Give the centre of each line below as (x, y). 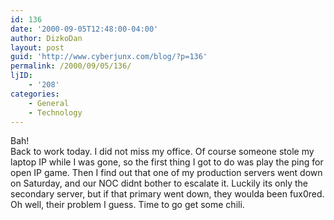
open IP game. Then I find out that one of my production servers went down (166, 173)
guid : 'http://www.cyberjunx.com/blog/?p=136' (109, 57)
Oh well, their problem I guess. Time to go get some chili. (127, 205)
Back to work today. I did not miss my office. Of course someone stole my (162, 152)
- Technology (55, 112)
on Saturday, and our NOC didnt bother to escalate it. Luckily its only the (159, 183)
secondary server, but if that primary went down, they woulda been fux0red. (167, 194)
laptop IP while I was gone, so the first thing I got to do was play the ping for (167, 162)
